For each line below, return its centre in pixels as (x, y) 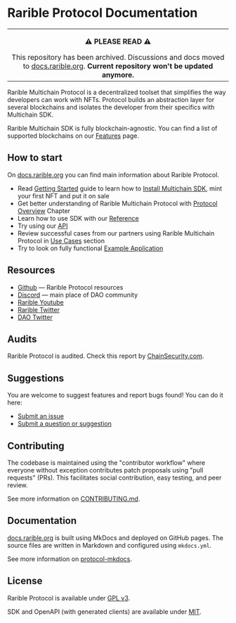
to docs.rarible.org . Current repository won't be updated (118, 66)
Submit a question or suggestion (65, 424)
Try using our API (42, 226)
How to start (35, 158)
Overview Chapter (44, 211)
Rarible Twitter (38, 309)
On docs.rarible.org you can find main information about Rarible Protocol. (113, 174)
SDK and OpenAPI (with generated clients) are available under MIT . (104, 611)
